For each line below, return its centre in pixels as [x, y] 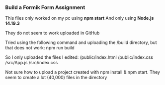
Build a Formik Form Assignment [45, 7]
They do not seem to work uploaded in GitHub [52, 33]
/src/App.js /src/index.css [32, 63]
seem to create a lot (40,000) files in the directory [56, 78]
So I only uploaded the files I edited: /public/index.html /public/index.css [79, 57]
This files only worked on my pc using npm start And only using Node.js [80, 18]
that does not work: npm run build [40, 48]
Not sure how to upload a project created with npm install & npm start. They [83, 72]
